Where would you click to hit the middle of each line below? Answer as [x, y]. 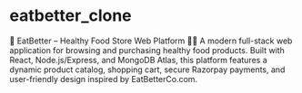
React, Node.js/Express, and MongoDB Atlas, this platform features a [139, 60]
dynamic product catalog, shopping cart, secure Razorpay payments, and [147, 70]
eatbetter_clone [70, 16]
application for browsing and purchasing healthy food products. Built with [147, 50]
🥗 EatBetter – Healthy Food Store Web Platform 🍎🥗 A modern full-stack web [151, 41]
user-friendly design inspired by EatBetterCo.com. [104, 79]
